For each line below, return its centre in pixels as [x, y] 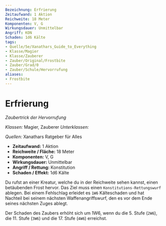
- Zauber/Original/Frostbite [35, 61]
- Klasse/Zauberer [24, 56]
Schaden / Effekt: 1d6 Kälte [41, 172]
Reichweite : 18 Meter [28, 19]
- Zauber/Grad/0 [22, 65]
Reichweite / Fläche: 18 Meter [43, 151]
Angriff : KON [19, 33]
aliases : [14, 75]
